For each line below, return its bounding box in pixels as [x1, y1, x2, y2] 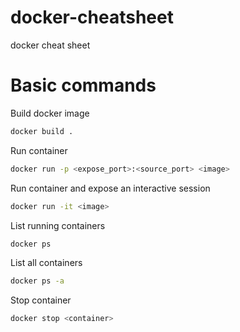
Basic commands [10, 74, 157, 97]
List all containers [10, 257, 83, 269]
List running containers [10, 219, 106, 231]
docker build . [10, 126, 74, 136]
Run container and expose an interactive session [10, 182, 211, 194]
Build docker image [10, 107, 90, 119]
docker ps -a [10, 276, 65, 286]
